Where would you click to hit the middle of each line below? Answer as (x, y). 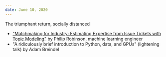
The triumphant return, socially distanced (48, 24)
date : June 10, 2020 (27, 10)
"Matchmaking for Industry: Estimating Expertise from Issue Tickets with (86, 33)
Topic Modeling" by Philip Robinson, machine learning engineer (78, 39)
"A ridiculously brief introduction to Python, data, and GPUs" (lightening (86, 44)
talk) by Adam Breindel (36, 49)
